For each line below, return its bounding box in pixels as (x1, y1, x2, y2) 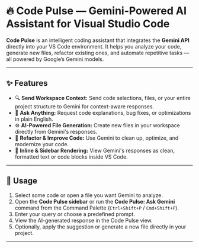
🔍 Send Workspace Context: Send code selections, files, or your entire (14, 94, 191, 101)
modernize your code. (14, 140, 69, 147)
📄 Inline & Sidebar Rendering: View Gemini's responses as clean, (14, 147, 175, 154)
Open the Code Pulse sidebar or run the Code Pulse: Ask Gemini (14, 198, 175, 205)
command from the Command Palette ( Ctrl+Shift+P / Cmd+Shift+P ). (14, 204, 179, 211)
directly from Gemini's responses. (14, 128, 98, 135)
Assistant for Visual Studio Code (6, 17, 170, 31)
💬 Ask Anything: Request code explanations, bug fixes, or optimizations (14, 109, 191, 116)
